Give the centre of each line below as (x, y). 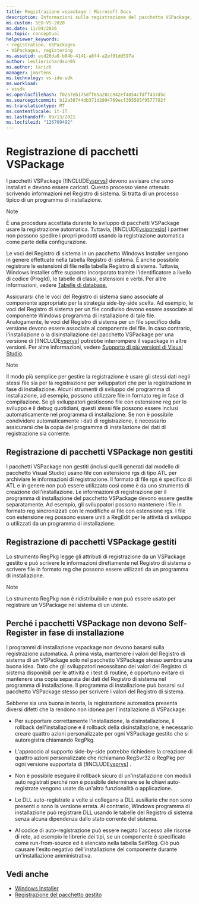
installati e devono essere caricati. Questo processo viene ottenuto (88, 187)
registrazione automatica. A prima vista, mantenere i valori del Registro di (96, 653)
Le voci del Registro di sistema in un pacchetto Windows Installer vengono (97, 254)
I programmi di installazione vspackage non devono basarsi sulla (85, 647)
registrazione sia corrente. (38, 434)
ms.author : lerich (29, 67)
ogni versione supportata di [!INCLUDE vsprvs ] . (73, 764)
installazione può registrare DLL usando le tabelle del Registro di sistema (104, 812)
